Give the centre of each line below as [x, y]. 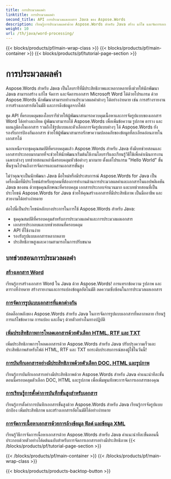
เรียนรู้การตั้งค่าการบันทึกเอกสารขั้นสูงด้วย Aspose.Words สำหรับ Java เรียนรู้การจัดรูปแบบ [84, 404]
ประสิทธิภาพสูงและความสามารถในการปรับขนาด [52, 242]
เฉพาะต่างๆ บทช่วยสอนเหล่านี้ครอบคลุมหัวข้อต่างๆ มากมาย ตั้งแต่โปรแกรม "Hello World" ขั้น [84, 160]
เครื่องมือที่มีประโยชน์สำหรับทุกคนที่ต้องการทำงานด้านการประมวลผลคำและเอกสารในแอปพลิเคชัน [85, 181]
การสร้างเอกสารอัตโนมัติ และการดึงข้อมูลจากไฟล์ [46, 105]
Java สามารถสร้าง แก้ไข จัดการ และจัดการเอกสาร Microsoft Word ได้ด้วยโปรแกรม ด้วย [82, 94]
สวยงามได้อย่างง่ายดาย [24, 198]
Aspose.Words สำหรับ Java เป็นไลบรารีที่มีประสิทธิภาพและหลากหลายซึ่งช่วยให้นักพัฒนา [82, 88]
